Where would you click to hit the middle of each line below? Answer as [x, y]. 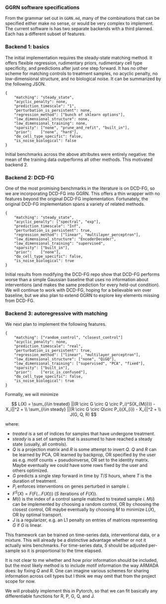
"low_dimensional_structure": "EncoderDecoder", [65, 239]
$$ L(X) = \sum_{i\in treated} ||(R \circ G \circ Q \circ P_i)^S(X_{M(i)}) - [83, 404]
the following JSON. [26, 84]
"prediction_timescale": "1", [45, 106]
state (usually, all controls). [40, 444]
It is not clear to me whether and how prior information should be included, [82, 560]
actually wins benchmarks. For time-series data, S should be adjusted [76, 545]
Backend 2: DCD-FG [30, 177]
